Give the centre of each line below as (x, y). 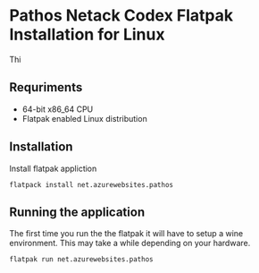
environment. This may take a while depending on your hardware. (130, 243)
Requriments (46, 87)
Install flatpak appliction (53, 168)
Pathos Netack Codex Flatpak (121, 16)
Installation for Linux (87, 34)
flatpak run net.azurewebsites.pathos (81, 260)
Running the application (77, 212)
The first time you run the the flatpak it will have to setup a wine (126, 234)
